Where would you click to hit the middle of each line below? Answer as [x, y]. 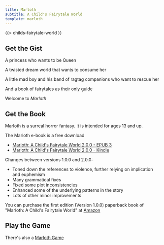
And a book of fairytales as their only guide [49, 89]
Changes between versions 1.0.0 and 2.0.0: [49, 160]
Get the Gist [24, 48]
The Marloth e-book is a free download [45, 135]
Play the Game [28, 226]
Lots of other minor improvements [47, 195]
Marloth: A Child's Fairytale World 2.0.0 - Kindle [61, 150]
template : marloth [24, 19]
